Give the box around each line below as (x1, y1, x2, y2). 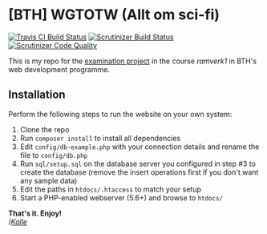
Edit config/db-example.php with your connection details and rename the (19, 142, 260, 151)
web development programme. (8, 64, 111, 74)
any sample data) (19, 175, 78, 185)
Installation (8, 88, 66, 102)
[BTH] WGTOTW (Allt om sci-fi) (8, 6, 220, 24)
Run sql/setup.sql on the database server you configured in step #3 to (19, 159, 257, 168)
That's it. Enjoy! (8, 208, 63, 218)
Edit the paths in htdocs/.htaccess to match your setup (19, 184, 202, 194)
